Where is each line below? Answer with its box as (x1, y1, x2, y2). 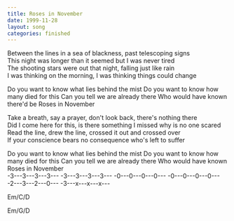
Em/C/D (7, 193, 30, 201)
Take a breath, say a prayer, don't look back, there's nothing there (7, 114, 198, 122)
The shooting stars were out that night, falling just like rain (7, 64, 175, 72)
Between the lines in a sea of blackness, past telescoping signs (7, 49, 191, 58)
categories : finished (7, 29, 71, 37)
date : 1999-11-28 (7, 17, 58, 24)
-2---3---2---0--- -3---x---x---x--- (7, 180, 111, 188)
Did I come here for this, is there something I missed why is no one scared (7, 121, 221, 130)
